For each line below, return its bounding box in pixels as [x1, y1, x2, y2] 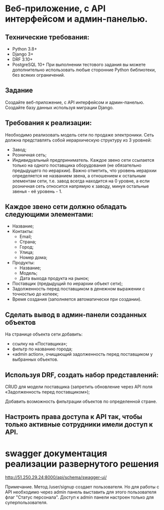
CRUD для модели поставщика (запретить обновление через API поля [5, 384, 153, 390]
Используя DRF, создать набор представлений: [5, 370, 159, 379]
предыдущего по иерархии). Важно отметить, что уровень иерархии [12, 168, 157, 173]
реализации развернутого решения [5, 458, 159, 469]
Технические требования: [5, 33, 90, 41]
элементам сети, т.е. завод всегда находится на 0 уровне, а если [12, 178, 150, 184]
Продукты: [12, 260, 35, 266]
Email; [19, 234, 32, 240]
